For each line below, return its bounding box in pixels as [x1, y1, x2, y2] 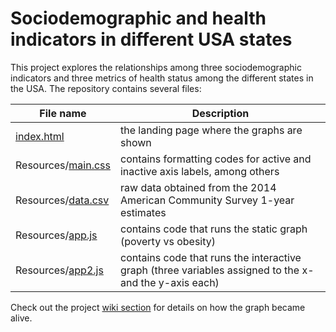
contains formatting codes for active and [119, 152, 312, 166]
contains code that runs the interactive [119, 250, 302, 264]
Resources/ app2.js [15, 263, 104, 277]
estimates [119, 205, 167, 219]
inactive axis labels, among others [119, 164, 280, 178]
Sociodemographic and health [10, 7, 267, 30]
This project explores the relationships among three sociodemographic [10, 61, 302, 73]
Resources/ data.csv [15, 193, 110, 207]
